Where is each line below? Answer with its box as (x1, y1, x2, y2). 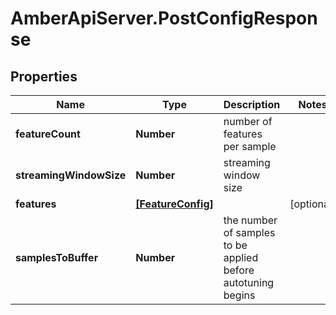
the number (223, 213, 278, 227)
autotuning (223, 276, 275, 289)
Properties (10, 68, 78, 85)
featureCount (15, 127, 81, 141)
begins (223, 288, 256, 302)
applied (223, 251, 259, 264)
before (223, 263, 255, 277)
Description (223, 98, 281, 111)
